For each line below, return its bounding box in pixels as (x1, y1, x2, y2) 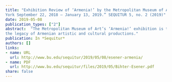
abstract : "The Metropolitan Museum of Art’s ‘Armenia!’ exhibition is (5, 26, 164, 32)
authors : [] (5, 41, 31, 46)
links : (5, 45, 19, 50)
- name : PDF (5, 60, 31, 65)
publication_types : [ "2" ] (5, 21, 60, 27)
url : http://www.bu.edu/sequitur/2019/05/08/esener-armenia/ (10, 54, 143, 60)
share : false (5, 69, 33, 74)
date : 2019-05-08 (5, 17, 42, 22)
